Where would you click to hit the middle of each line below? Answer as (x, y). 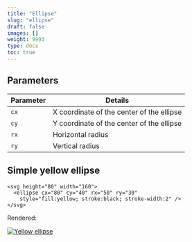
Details (117, 100)
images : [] (23, 33)
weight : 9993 (26, 40)
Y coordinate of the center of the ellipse (117, 123)
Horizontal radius (80, 134)
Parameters (33, 81)
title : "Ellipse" (32, 14)
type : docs (23, 46)
